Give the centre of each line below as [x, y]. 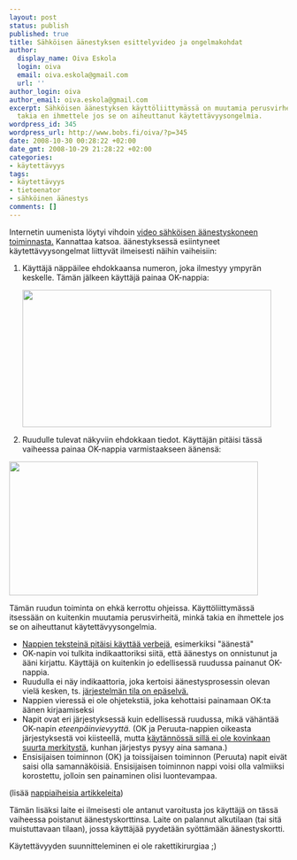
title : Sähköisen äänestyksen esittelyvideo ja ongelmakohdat [126, 42]
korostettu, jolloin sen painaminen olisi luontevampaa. [120, 775]
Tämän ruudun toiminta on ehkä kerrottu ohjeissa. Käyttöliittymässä [132, 608]
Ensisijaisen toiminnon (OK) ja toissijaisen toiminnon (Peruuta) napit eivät [154, 756]
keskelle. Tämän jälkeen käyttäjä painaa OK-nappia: [115, 277]
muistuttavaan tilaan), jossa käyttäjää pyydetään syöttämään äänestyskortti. [147, 828]
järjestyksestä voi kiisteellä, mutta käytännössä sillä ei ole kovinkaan [146, 738]
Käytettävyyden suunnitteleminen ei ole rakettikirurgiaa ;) [113, 846]
